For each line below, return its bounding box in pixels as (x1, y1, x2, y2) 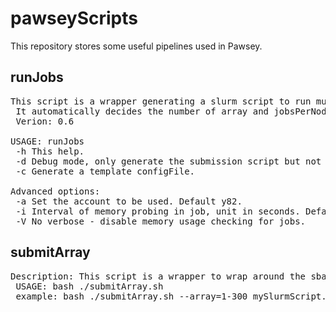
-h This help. (15, 145, 85, 157)
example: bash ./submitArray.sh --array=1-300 (15, 290, 248, 302)
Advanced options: (10, 185, 101, 197)
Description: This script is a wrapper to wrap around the (10, 270, 307, 282)
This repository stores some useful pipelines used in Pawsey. (10, 40, 263, 52)
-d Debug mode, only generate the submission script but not (15, 155, 322, 167)
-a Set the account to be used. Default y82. (15, 195, 243, 207)
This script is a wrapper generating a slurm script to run (10, 95, 312, 107)
